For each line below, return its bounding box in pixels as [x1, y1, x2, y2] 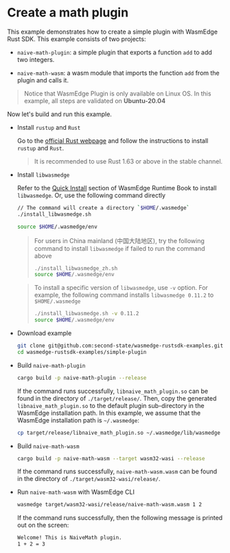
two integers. [16, 55, 55, 63]
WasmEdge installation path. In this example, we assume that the [16, 409, 201, 417]
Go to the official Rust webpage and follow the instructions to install [16, 136, 209, 145]
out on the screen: [16, 521, 69, 530]
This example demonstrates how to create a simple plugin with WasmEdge [7, 27, 218, 36]
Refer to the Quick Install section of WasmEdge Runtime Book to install [16, 183, 217, 192]
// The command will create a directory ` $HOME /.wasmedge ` [16, 204, 190, 211]
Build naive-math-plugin [16, 361, 86, 369]
